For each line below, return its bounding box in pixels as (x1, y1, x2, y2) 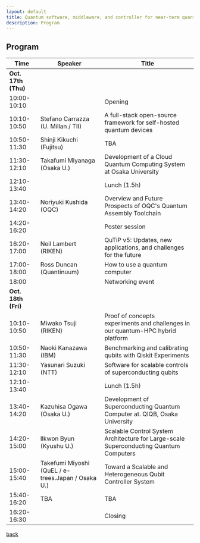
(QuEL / (40, 466, 62, 475)
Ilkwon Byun (40, 435, 75, 443)
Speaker (57, 59, 82, 68)
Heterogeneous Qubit (104, 470, 165, 479)
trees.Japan (40, 474, 74, 482)
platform (104, 334, 128, 343)
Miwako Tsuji (40, 319, 77, 328)
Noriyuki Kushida (40, 198, 88, 206)
